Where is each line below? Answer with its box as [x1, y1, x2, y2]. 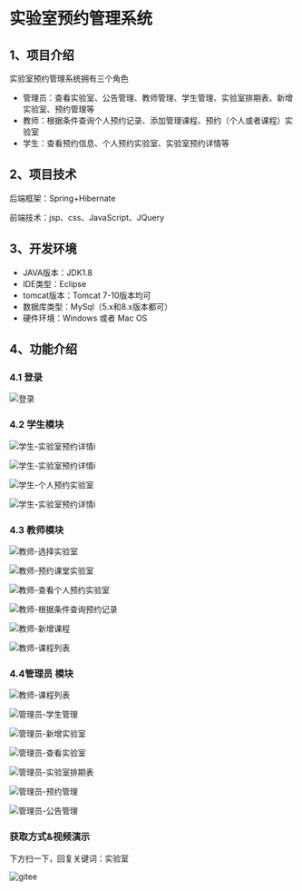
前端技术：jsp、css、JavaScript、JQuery [9, 212, 165, 223]
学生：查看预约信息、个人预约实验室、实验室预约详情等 [22, 138, 229, 148]
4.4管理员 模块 [9, 667, 74, 679]
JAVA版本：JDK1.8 [22, 267, 93, 278]
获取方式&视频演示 [9, 830, 91, 843]
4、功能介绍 [9, 342, 78, 357]
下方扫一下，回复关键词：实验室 [9, 853, 129, 864]
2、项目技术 [9, 167, 77, 183]
